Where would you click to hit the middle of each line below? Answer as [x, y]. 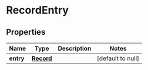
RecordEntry [38, 10]
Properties [26, 32]
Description [75, 49]
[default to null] [118, 58]
